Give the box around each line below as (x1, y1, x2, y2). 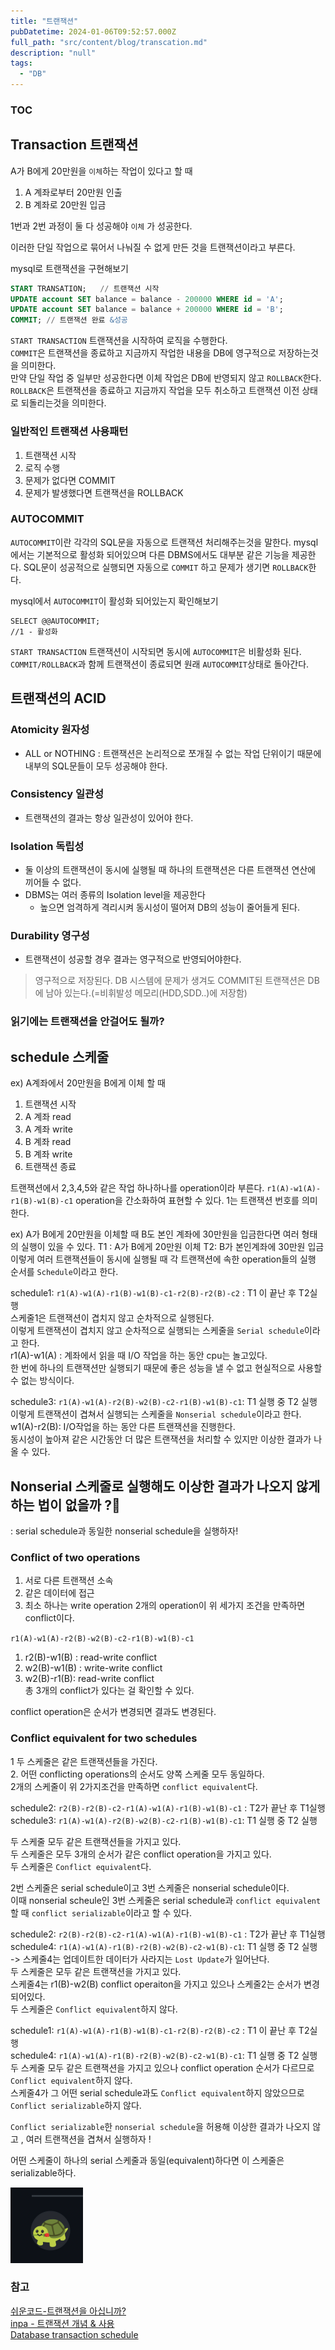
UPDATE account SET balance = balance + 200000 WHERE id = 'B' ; (10, 305, 284, 315)
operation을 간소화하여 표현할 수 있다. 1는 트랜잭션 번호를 (75, 1195, 300, 1207)
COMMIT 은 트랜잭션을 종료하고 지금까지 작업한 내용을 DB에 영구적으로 (10, 347, 277, 359)
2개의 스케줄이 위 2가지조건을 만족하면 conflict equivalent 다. (10, 1780, 258, 1792)
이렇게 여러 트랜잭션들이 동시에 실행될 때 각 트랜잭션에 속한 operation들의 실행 (10, 1253, 317, 1265)
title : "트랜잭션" (10, 16, 79, 26)
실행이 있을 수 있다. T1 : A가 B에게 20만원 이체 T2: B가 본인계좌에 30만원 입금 (20, 1241, 325, 1253)
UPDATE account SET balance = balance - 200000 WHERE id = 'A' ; (10, 294, 284, 304)
